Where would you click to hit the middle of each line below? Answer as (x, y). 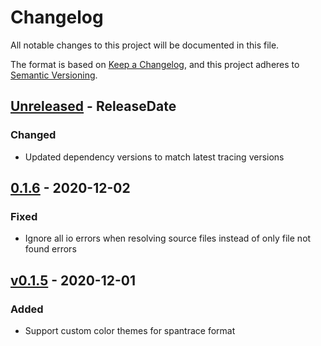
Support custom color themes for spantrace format (130, 330)
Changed (33, 135)
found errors (50, 249)
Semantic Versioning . (54, 75)
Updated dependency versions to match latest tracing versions (154, 157)
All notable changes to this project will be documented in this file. (145, 45)
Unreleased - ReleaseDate (93, 106)
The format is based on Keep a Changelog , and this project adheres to (155, 64)
